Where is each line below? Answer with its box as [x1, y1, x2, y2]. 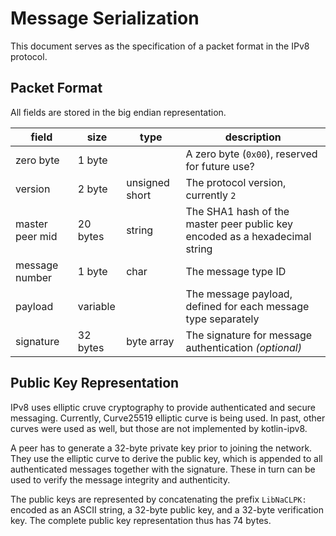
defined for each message [185, 299, 310, 313]
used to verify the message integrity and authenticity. [10, 473, 231, 486]
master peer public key [185, 217, 294, 231]
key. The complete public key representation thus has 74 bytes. [10, 514, 272, 526]
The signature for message [185, 328, 313, 342]
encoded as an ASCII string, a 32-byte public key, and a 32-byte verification [10, 503, 324, 516]
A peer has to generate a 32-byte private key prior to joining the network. [10, 442, 313, 454]
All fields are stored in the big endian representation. [10, 106, 227, 118]
